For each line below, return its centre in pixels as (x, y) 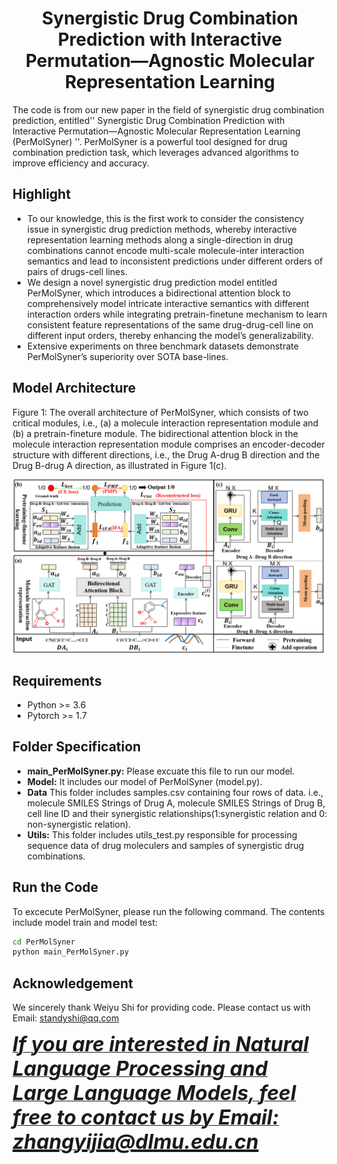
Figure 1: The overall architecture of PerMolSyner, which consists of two (160, 412)
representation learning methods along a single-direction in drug (160, 239)
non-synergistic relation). (79, 824)
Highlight (42, 194)
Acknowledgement (73, 983)
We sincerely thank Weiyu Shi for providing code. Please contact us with (161, 1008)
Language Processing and (140, 1069)
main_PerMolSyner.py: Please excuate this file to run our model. (160, 771)
